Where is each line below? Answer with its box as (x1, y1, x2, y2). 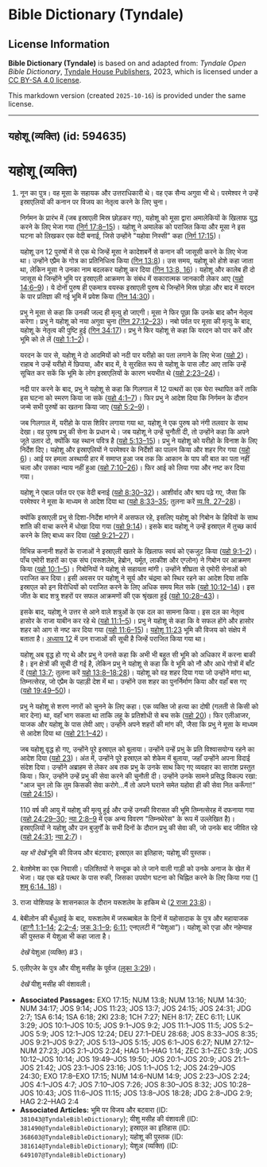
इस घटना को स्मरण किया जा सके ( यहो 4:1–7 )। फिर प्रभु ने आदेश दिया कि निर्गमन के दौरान (19, 393, 248, 403)
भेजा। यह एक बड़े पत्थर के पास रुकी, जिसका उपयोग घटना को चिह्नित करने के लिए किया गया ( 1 (19, 873, 258, 883)
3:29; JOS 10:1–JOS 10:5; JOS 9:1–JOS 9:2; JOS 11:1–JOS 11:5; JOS (19, 1021, 238, 1030)
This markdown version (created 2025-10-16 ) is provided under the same (8, 91, 246, 100)
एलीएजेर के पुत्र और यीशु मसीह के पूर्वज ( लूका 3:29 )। (19, 963, 157, 973)
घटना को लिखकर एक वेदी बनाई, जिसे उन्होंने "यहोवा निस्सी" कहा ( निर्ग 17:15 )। (19, 231, 221, 240)
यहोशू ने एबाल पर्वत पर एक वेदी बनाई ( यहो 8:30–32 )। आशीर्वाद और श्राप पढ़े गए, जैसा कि (19, 488, 246, 498)
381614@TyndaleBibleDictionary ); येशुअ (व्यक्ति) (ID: (19, 1141, 179, 1151)
